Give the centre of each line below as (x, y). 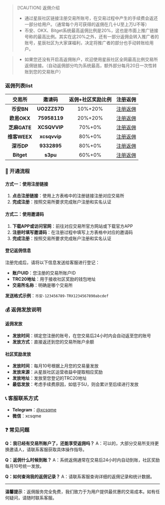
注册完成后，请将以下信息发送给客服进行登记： (52, 262)
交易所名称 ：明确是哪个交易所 (42, 285)
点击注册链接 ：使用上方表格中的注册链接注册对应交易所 (68, 196)
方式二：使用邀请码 (25, 214)
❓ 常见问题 (17, 430)
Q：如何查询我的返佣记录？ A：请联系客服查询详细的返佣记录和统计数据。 (80, 476)
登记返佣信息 (18, 251)
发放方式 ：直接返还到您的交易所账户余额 (53, 342)
